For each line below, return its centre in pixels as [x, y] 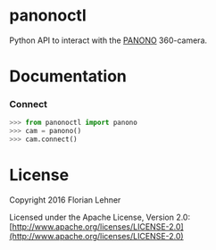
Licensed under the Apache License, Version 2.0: [100, 217]
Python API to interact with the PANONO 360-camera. [108, 40]
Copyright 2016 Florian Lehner [65, 200]
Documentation [68, 76]
